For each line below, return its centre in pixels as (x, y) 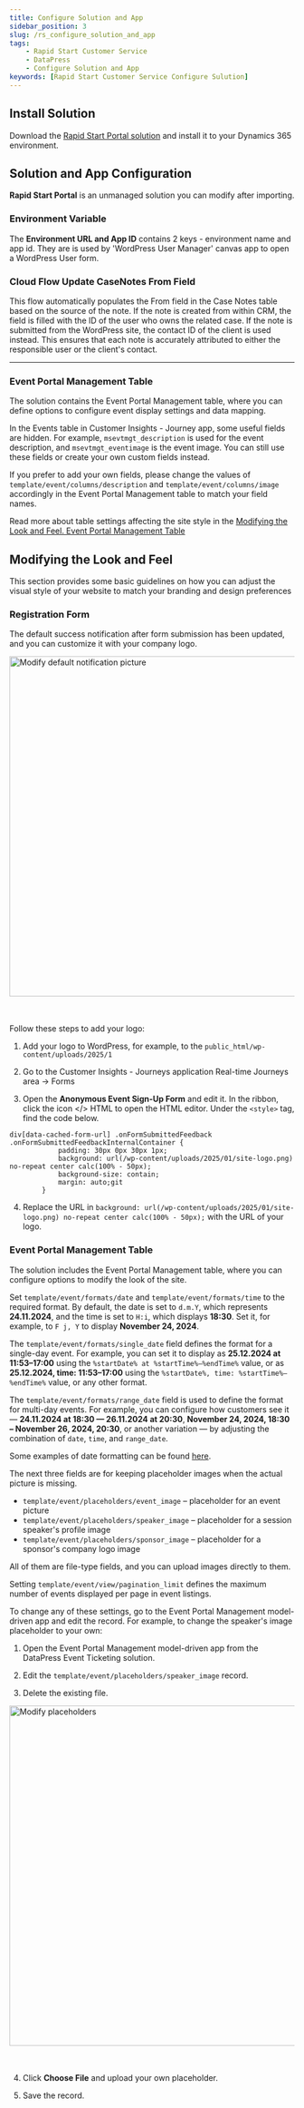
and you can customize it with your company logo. (103, 644)
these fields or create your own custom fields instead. (110, 457)
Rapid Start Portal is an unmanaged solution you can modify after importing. (152, 195)
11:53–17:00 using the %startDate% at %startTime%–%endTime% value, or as (147, 1362)
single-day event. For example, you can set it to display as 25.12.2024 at (145, 1353)
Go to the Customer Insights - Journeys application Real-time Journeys (156, 1072)
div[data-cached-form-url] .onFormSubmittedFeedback (111, 1135)
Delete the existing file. (65, 1693)
